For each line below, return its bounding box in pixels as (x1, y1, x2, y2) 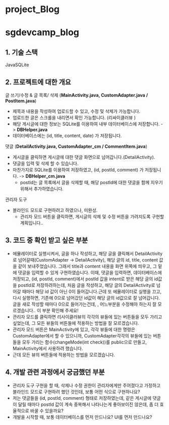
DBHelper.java (17, 126, 48, 133)
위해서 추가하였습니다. (20, 186, 64, 192)
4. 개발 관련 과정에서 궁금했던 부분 (5, 368, 105, 376)
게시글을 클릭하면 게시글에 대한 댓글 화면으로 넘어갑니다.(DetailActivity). (12, 154, 155, 160)
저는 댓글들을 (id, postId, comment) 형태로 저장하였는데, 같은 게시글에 (12, 395, 152, 401)
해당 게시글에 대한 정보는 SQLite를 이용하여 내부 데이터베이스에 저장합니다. (12, 121, 160, 127)
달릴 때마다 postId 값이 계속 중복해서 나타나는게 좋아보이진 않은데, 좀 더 (18, 401, 159, 407)
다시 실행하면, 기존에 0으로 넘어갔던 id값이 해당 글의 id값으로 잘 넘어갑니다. (12, 294, 160, 301)
